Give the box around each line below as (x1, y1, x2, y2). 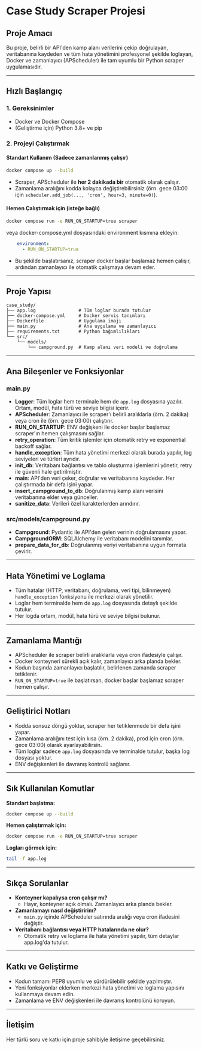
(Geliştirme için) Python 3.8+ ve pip (14, 124, 103, 132)
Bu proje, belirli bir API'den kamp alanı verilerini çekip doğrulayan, (6, 44, 169, 51)
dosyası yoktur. (14, 754, 53, 761)
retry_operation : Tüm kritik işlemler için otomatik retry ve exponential (14, 437, 186, 444)
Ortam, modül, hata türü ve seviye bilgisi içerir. (14, 404, 130, 412)
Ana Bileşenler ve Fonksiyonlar (6, 366, 124, 376)
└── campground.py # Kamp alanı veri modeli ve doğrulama (28, 344, 178, 351)
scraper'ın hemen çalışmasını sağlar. (14, 430, 105, 437)
